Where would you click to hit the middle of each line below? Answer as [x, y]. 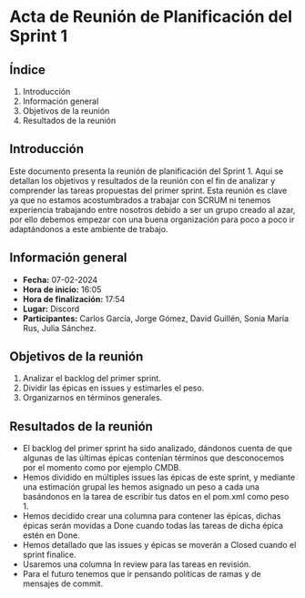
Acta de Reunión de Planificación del [151, 17]
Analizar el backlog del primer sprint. [91, 379]
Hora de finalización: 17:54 [74, 299]
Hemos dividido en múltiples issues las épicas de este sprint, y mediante [159, 477]
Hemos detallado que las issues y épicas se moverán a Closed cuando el [159, 545]
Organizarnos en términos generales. [92, 398]
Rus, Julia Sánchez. [60, 328]
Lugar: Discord [51, 309]
